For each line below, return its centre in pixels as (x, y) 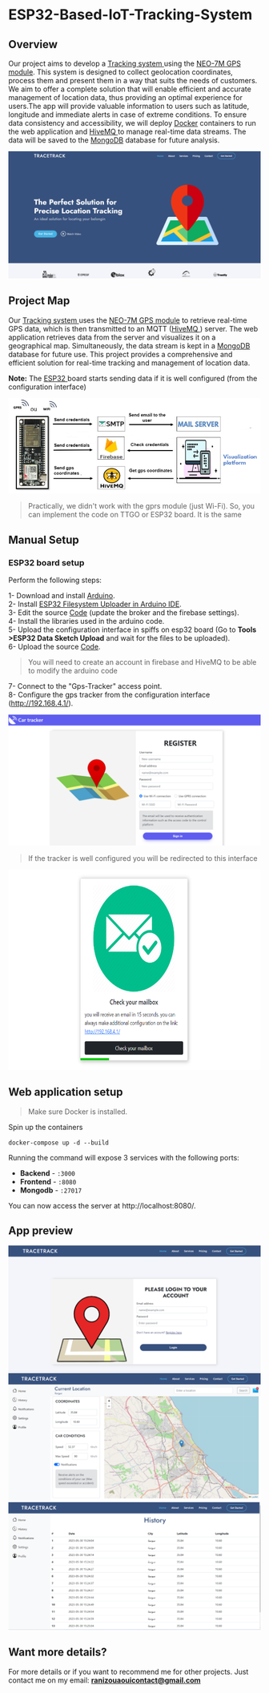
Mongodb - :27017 (51, 1190)
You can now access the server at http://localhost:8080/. (102, 1205)
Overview (33, 44)
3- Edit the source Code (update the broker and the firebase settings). (124, 612)
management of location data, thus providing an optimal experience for (125, 97)
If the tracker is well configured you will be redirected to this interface (143, 858)
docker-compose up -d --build (59, 1143)
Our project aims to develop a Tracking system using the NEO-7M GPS (125, 63)
